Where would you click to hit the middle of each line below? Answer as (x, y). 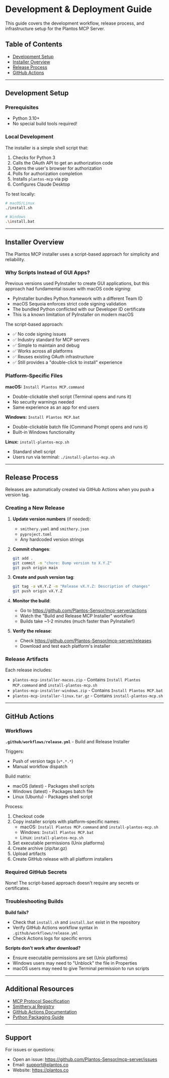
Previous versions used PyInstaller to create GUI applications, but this (77, 283)
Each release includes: (29, 670)
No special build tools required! (45, 124)
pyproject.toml (36, 534)
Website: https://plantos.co (40, 1070)
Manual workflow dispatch (40, 766)
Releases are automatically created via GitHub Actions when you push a (80, 490)
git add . (23, 558)
